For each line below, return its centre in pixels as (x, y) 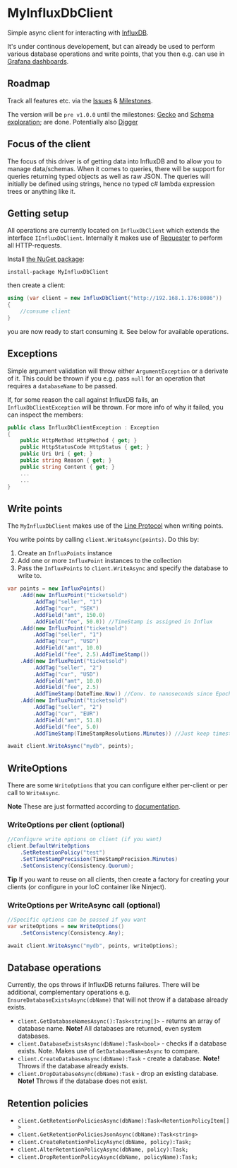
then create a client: (36, 285)
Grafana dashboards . (38, 61)
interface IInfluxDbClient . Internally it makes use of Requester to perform (115, 238)
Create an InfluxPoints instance (65, 553)
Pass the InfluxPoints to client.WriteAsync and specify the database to (123, 568)
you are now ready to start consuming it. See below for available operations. (118, 331)
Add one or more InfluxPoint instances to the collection (99, 561)
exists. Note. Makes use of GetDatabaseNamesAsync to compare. (108, 1051)
